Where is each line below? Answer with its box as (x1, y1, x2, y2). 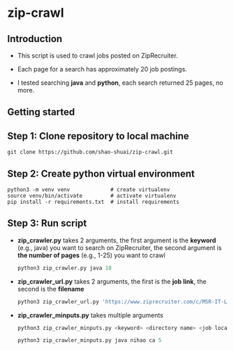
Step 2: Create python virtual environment (7, 167, 196, 179)
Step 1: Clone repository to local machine (7, 130, 190, 142)
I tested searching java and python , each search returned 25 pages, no (17, 78, 224, 87)
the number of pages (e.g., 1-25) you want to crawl (17, 251, 166, 259)
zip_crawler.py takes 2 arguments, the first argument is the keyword (17, 236, 217, 245)
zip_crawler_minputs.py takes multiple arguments (17, 310, 163, 319)
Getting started (7, 106, 75, 118)
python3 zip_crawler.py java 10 (17, 264, 112, 271)
